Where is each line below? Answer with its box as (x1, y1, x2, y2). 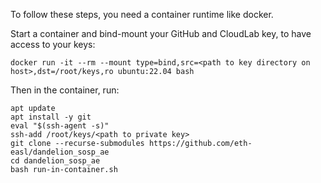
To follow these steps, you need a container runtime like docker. (10, 9, 274, 20)
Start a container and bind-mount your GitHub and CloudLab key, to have (10, 28, 312, 39)
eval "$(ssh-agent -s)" (10, 121, 110, 131)
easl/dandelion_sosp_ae (10, 147, 110, 157)
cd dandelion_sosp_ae (10, 156, 101, 166)
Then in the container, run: (10, 84, 120, 96)
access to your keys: (10, 39, 96, 50)
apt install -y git (10, 112, 92, 122)
